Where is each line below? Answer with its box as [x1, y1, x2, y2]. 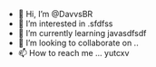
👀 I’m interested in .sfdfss [17, 18, 113, 29]
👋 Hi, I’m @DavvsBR [17, 9, 93, 19]
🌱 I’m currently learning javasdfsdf [17, 28, 147, 38]
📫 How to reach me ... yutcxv [17, 48, 130, 58]
